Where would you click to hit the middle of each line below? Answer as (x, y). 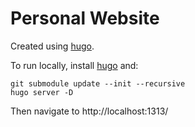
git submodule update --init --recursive (98, 83)
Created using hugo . (52, 46)
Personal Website (85, 18)
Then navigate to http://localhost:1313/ (89, 111)
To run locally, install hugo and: (74, 65)
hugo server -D (42, 92)
